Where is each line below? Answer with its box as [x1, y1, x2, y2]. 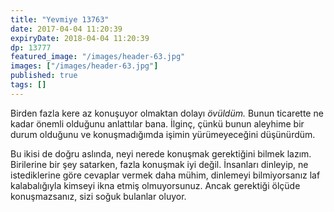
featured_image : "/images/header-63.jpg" [10, 52, 186, 62]
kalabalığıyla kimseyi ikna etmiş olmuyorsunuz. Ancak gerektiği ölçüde [10, 179, 301, 191]
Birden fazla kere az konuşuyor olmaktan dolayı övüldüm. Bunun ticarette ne [10, 107, 324, 119]
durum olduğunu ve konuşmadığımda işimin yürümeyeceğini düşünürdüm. [10, 128, 316, 140]
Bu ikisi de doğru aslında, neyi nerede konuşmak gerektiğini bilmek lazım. [10, 147, 312, 160]
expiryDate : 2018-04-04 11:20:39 [10, 33, 150, 43]
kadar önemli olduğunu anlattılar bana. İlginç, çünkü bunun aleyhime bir [10, 117, 305, 130]
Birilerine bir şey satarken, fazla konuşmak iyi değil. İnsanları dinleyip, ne [10, 158, 309, 170]
